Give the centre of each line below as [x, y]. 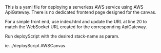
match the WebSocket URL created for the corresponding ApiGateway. [76, 27]
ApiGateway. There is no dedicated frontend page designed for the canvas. [81, 12]
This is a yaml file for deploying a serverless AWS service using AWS [74, 7]
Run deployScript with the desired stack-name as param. [62, 36]
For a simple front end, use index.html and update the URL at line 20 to [76, 22]
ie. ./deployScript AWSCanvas [35, 45]
